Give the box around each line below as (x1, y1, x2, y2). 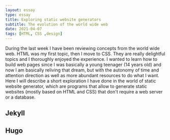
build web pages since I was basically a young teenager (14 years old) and (5, 62, 162, 67)
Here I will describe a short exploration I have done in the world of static (5, 78, 156, 84)
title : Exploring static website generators (5, 17, 101, 22)
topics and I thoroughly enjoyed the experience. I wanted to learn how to (5, 56, 158, 62)
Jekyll (5, 109, 25, 118)
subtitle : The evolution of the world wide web (5, 21, 108, 27)
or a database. (5, 94, 36, 100)
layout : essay (5, 7, 36, 13)
